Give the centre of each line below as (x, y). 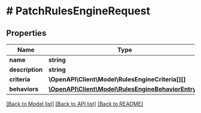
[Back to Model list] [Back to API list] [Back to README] (75, 104)
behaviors (24, 89)
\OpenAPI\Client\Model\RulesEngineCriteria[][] (117, 79)
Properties (26, 33)
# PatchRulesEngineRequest (78, 11)
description (26, 70)
